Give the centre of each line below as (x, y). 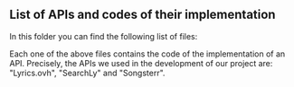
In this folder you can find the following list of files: (104, 36)
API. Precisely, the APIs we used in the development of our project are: (141, 63)
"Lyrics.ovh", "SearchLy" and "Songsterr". (87, 73)
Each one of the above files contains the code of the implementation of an (147, 54)
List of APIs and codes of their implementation (142, 15)
